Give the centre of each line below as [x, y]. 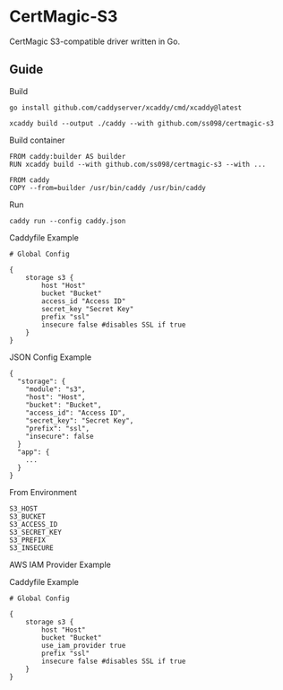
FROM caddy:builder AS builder [68, 156]
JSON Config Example [51, 357]
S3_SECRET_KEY [36, 532]
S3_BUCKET [28, 516]
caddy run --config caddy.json [68, 221]
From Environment [43, 492]
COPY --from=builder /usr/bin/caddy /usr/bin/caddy [107, 188]
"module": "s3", [56, 389]
